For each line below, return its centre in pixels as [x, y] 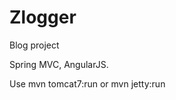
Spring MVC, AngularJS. [59, 64]
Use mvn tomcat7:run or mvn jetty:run [87, 83]
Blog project [34, 45]
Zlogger [43, 17]
